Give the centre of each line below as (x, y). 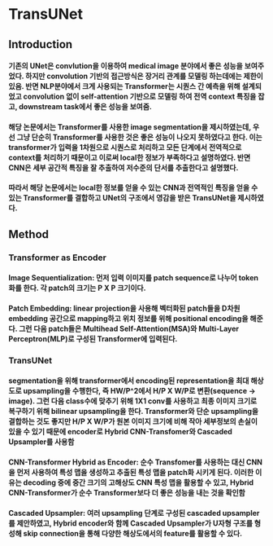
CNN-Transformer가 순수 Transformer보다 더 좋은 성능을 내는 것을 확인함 (127, 492)
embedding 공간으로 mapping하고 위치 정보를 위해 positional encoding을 (128, 318)
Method (29, 234)
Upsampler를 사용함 (41, 442)
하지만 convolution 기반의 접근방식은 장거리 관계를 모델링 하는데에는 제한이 (145, 76)
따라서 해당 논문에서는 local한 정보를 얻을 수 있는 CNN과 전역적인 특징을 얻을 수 (133, 187)
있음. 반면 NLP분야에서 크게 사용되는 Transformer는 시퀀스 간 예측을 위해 (125, 86)
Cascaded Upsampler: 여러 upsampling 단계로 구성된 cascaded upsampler (134, 513)
